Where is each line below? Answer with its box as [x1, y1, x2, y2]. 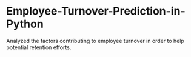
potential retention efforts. [6, 44, 72, 51]
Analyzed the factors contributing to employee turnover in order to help [6, 37, 185, 44]
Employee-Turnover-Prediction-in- [6, 4, 186, 18]
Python [6, 17, 44, 31]
